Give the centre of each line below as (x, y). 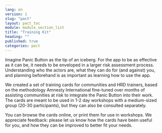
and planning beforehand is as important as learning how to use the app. (78, 75)
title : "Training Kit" (28, 32)
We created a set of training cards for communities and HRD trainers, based (81, 85)
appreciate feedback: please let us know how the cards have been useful (79, 120)
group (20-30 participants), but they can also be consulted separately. (76, 105)
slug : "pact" (18, 19)
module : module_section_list (35, 28)
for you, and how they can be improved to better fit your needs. (69, 125)
